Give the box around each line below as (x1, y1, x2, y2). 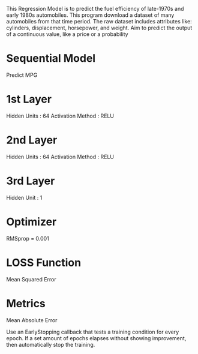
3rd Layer (6, 174, 55, 188)
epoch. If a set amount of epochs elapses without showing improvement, (6, 334, 187, 341)
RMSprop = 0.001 (6, 235, 49, 242)
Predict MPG (6, 71, 38, 79)
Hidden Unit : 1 (6, 194, 43, 201)
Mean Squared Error (6, 275, 57, 283)
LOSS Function (6, 256, 82, 269)
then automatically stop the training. (6, 341, 95, 348)
